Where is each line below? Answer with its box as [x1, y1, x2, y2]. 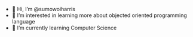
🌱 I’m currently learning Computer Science [11, 24, 117, 31]
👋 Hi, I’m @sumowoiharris [11, 6, 76, 12]
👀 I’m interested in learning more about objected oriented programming [11, 12, 187, 19]
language [11, 18, 35, 25]
